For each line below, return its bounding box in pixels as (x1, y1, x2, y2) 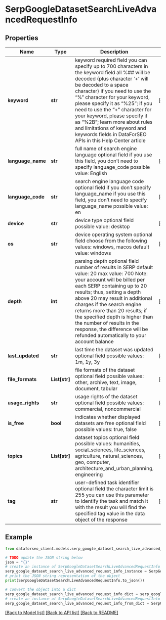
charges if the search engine (75, 301, 142, 308)
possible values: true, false (75, 426, 137, 432)
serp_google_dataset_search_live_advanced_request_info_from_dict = (5, 601, 149, 606)
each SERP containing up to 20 (75, 283, 147, 289)
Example (5, 533, 33, 541)
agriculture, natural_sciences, (75, 453, 143, 459)
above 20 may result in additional (75, 295, 152, 301)
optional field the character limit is (75, 485, 154, 492)
